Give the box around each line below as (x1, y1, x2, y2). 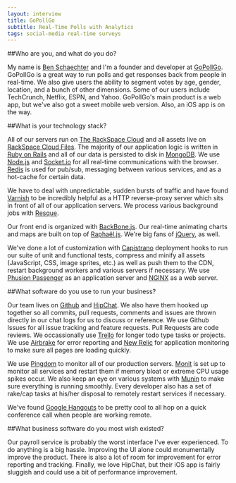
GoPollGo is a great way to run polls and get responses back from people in (7, 71, 227, 79)
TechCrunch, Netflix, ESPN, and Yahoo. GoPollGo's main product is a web (7, 93, 221, 102)
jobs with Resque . (7, 209, 59, 217)
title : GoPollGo (7, 17, 55, 24)
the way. (7, 108, 32, 116)
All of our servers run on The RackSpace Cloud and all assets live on (7, 135, 206, 144)
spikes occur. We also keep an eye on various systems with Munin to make (7, 374, 225, 383)
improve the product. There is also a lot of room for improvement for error (7, 453, 221, 462)
